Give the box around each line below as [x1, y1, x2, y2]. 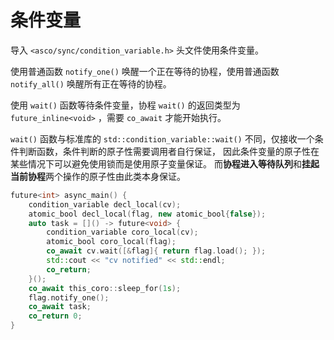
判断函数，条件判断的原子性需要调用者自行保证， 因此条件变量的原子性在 [18, 145, 320, 157]
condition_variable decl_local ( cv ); [28, 199, 182, 210]
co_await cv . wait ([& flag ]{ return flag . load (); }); [46, 246, 267, 256]
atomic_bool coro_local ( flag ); [46, 237, 177, 247]
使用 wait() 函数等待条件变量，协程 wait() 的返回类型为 [10, 99, 241, 111]
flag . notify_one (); [28, 292, 110, 303]
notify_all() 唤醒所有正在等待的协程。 [10, 77, 172, 90]
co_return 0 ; [28, 311, 83, 321]
